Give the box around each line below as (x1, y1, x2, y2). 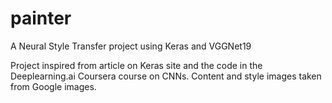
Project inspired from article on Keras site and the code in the (10, 59, 263, 71)
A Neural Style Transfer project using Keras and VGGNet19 (10, 40, 252, 52)
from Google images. (10, 80, 97, 92)
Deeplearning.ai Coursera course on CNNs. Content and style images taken (10, 70, 322, 82)
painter (10, 7, 72, 30)
